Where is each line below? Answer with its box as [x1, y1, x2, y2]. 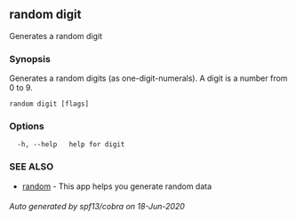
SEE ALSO [9, 161, 54, 173]
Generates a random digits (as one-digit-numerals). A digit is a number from [9, 73, 288, 83]
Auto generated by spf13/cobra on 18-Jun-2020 [9, 201, 185, 212]
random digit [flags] [9, 99, 90, 109]
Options [9, 120, 44, 132]
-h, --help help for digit [17, 140, 125, 149]
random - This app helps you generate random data [21, 181, 212, 192]
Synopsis [9, 52, 51, 65]
